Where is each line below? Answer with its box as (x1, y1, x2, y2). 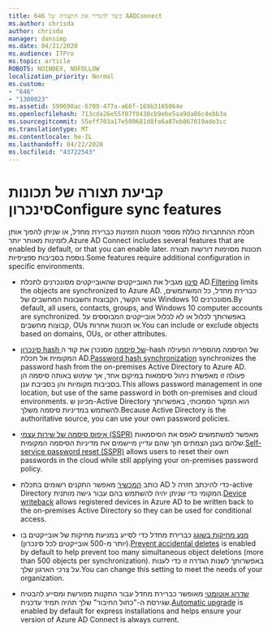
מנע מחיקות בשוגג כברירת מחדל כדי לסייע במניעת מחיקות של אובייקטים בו (19, 530, 249, 540)
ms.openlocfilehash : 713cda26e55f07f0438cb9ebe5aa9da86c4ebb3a (8, 110, 227, 119)
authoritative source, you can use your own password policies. (19, 413, 231, 423)
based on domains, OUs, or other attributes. (19, 329, 168, 339)
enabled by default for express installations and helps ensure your (19, 606, 242, 616)
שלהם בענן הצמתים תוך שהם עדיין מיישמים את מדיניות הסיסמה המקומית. (19, 438, 246, 448)
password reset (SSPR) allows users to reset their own (47, 447, 229, 457)
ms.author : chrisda (8, 19, 75, 28)
